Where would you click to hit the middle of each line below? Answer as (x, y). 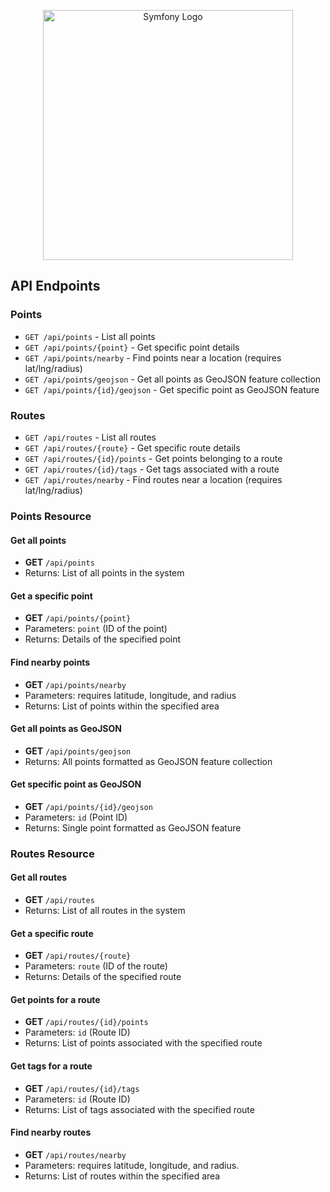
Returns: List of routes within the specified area (122, 1176)
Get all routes (39, 877)
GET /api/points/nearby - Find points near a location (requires (153, 357)
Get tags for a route (51, 1066)
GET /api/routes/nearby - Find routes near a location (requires (153, 479)
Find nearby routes (51, 1132)
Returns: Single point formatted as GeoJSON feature (133, 827)
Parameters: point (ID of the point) (96, 629)
